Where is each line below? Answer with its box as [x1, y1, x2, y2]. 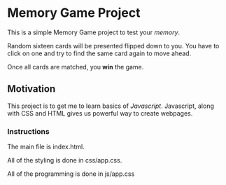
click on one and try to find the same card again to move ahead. [7, 49, 192, 57]
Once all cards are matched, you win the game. [7, 62, 144, 71]
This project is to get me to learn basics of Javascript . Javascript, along [7, 102, 215, 110]
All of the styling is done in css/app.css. [7, 156, 122, 165]
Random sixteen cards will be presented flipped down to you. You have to [7, 41, 220, 50]
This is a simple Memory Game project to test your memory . [7, 28, 181, 36]
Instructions [7, 126, 50, 136]
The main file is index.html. [7, 142, 85, 151]
